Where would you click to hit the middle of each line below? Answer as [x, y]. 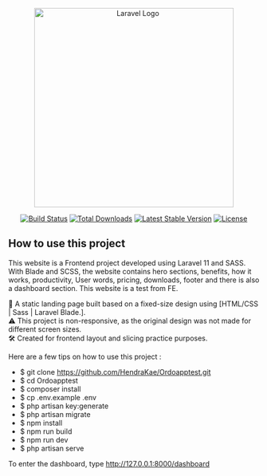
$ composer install [50, 389]
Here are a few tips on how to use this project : [85, 356]
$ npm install [41, 423]
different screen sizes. [45, 329]
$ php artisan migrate [55, 414]
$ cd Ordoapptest [49, 380]
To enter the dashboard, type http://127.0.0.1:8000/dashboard [109, 463]
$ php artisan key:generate [64, 406]
